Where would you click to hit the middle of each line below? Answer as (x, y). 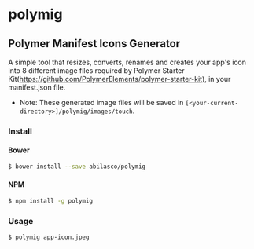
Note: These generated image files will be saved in (101, 103)
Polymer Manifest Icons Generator (94, 44)
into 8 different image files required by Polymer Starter (96, 71)
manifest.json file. (37, 87)
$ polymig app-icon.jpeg (49, 237)
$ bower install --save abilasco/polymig (77, 167)
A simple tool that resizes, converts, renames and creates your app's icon (127, 62)
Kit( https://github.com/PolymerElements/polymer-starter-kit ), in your (120, 79)
